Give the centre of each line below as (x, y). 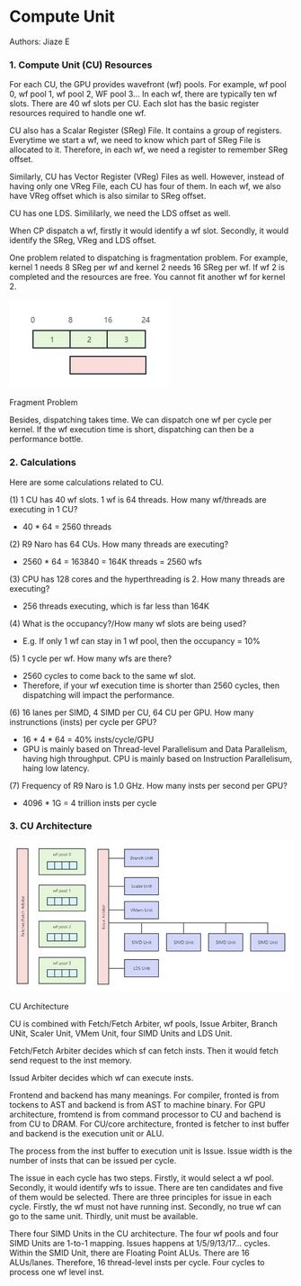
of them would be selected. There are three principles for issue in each (141, 1197)
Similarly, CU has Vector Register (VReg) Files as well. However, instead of (147, 177)
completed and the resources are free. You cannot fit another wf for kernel (147, 277)
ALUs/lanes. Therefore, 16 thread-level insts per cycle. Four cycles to (137, 1263)
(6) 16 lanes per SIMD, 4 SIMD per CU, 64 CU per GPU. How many (132, 712)
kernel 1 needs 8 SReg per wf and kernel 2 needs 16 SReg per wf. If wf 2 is (147, 267)
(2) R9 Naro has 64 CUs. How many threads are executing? (119, 544)
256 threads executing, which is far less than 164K (115, 606)
